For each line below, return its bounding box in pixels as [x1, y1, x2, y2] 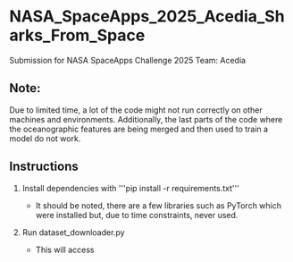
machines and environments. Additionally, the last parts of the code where [9, 114, 283, 124]
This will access [35, 244, 95, 255]
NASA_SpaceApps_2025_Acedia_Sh [9, 6, 285, 27]
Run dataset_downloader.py [21, 226, 125, 238]
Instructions [9, 159, 79, 174]
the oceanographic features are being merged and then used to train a [9, 123, 269, 134]
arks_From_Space [9, 25, 146, 46]
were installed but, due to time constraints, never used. [35, 209, 239, 220]
